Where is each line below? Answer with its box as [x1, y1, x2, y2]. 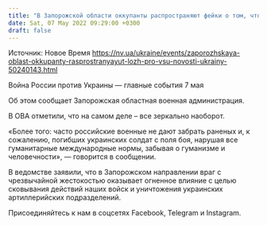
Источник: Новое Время [8, 48, 91, 58]
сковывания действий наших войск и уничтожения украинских [8, 184, 223, 194]
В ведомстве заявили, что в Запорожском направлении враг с [8, 168, 222, 177]
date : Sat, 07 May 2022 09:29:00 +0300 [8, 19, 141, 27]
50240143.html [8, 65, 58, 75]
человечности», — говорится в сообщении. [8, 152, 157, 161]
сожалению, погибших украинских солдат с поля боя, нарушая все [8, 135, 238, 145]
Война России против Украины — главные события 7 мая [8, 80, 204, 90]
